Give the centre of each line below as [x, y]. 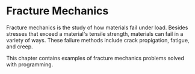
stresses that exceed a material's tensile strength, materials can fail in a [95, 33]
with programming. [30, 64]
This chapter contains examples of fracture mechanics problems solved [95, 58]
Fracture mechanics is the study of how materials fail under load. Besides [97, 27]
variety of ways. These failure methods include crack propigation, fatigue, [98, 40]
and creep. [20, 47]
